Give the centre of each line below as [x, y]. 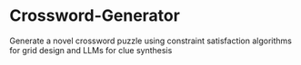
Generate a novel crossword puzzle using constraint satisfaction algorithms [151, 41]
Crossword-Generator [95, 16]
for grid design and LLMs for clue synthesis [91, 50]
